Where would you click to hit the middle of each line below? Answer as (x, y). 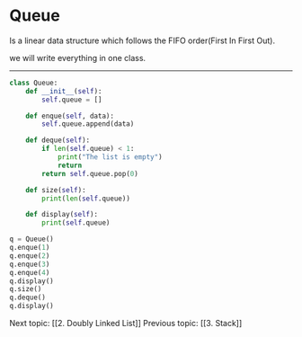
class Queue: (34, 83)
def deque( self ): (58, 140)
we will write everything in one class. (78, 58)
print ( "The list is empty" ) (110, 157)
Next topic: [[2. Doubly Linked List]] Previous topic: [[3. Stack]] (126, 324)
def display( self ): (62, 215)
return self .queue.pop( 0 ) (90, 173)
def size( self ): (56, 190)
